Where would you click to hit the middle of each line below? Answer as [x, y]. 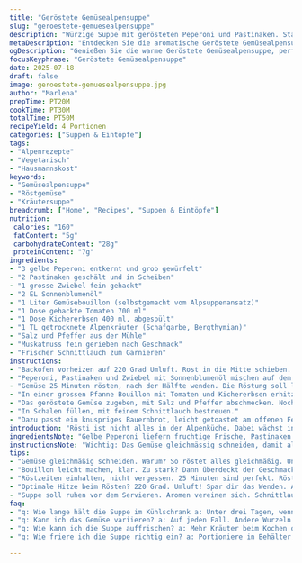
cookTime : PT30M [40, 110]
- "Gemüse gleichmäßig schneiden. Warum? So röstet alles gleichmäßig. [146, 462]
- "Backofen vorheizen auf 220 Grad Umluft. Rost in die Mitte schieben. [151, 369]
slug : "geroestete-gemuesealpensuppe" [82, 26]
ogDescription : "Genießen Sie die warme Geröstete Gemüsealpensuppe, [142, 51]
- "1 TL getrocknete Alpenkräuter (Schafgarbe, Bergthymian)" [128, 328]
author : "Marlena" [44, 93]
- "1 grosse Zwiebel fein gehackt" [76, 286]
